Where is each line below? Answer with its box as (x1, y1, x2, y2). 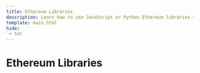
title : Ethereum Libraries (6, 8, 73, 15)
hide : (6, 25, 20, 31)
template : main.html (6, 20, 58, 26)
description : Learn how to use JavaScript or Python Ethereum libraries (6, 14, 190, 20)
